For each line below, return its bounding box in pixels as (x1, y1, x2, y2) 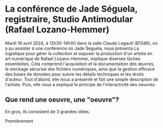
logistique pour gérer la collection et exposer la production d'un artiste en (5, 50, 153, 56)
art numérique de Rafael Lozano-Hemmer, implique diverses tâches (5, 55, 141, 61)
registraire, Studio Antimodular (5, 14, 133, 25)
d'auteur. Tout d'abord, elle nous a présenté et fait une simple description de (5, 76, 159, 82)
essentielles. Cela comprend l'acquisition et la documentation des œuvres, (5, 61, 155, 67)
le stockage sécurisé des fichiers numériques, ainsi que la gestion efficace (5, 66, 155, 72)
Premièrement (5, 118, 34, 124)
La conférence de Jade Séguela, (5, 3, 138, 15)
